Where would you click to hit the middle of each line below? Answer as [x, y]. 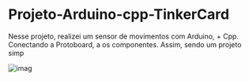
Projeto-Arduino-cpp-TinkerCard [119, 15]
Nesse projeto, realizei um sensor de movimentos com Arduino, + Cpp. [124, 36]
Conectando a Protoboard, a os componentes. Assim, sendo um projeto [125, 44]
